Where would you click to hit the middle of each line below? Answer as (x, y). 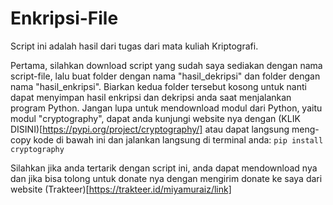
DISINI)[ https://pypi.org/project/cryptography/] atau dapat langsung (150, 129)
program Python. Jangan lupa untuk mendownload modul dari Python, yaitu (166, 108)
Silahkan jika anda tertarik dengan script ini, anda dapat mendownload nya (164, 168)
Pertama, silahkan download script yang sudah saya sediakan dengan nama (166, 65)
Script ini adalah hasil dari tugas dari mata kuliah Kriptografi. (134, 46)
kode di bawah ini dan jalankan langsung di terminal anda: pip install (178, 139)
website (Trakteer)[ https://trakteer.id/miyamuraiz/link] (121, 189)
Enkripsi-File (64, 18)
